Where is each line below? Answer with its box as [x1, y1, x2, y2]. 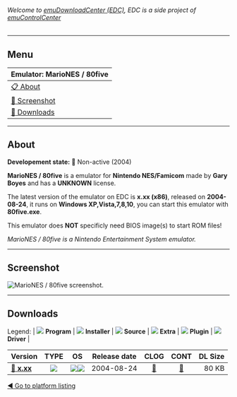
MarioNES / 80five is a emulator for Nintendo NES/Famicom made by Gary [7, 171, 228, 179]
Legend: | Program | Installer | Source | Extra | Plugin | [7, 327, 213, 336]
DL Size [198, 352, 225, 362]
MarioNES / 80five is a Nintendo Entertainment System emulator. [7, 235, 196, 243]
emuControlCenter [7, 13, 61, 21]
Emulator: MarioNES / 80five [11, 69, 109, 79]
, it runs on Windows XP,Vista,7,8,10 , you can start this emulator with [25, 200, 229, 208]
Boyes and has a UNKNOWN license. [7, 179, 116, 187]
